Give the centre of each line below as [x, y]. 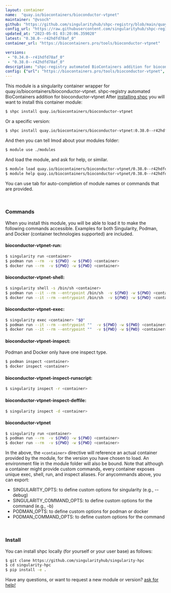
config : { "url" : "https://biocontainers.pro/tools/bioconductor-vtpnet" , [85, 71]
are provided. [19, 189]
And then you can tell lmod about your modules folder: [62, 140]
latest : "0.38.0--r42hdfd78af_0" [41, 39]
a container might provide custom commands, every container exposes [80, 469]
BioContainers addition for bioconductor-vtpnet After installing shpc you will [85, 97]
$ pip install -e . [26, 570]
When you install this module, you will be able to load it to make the [76, 223]
